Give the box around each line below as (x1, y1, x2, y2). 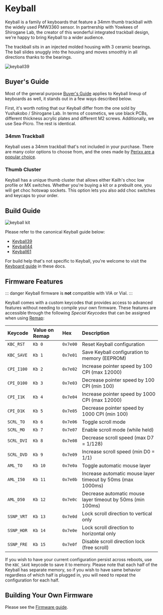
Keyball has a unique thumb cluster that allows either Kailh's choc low (5, 177, 145, 183)
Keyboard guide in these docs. (5, 263, 66, 269)
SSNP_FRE (7, 542, 28, 547)
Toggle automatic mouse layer (81, 462, 151, 469)
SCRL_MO (7, 427, 25, 432)
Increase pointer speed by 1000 (81, 390, 156, 397)
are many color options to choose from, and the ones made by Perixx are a (5, 149, 155, 155)
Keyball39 (12, 238, 33, 244)
